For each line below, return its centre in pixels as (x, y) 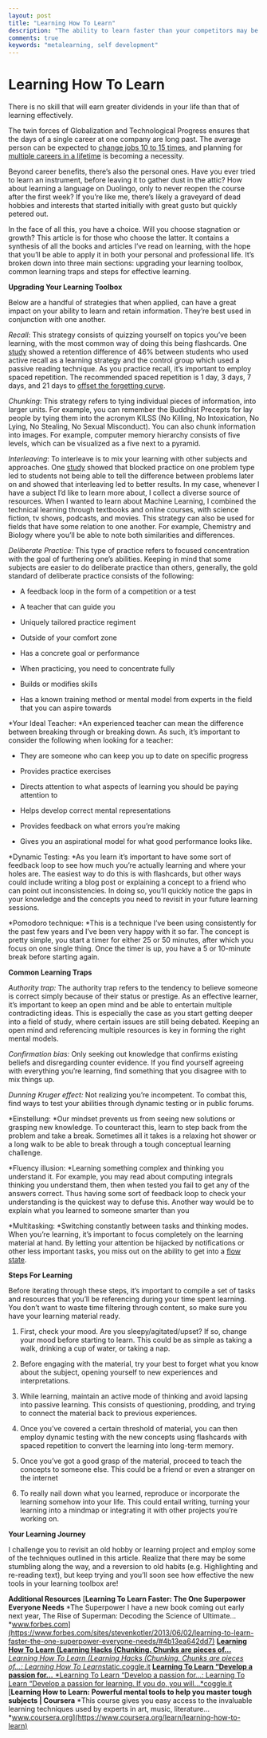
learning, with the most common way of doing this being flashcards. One (128, 343)
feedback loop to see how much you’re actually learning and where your (127, 865)
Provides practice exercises (65, 771)
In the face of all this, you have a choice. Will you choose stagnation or (124, 230)
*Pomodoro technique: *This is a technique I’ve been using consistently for (132, 923)
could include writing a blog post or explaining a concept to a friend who (128, 882)
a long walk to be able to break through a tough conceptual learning (120, 1144)
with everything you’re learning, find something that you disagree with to (128, 1071)
